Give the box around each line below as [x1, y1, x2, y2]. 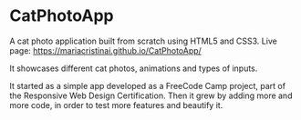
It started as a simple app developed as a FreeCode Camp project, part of [9, 80, 285, 91]
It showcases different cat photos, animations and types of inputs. [9, 63, 258, 74]
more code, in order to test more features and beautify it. [9, 99, 223, 110]
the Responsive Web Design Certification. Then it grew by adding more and [9, 90, 293, 101]
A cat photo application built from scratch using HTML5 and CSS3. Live [9, 35, 278, 46]
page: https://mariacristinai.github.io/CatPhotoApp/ [9, 45, 202, 55]
